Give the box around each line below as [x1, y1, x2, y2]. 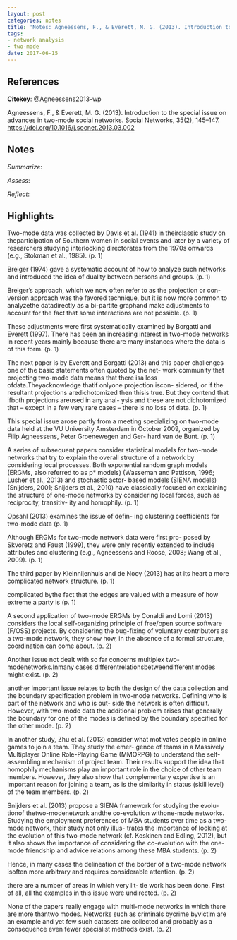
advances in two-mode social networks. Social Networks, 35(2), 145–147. [7, 116, 220, 124]
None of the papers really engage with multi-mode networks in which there [7, 903, 226, 911]
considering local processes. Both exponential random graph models [7, 461, 208, 469]
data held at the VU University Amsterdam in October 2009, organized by [7, 425, 221, 433]
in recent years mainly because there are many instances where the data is [7, 337, 226, 346]
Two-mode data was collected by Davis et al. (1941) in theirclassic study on [7, 229, 226, 237]
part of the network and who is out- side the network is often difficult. [7, 699, 210, 708]
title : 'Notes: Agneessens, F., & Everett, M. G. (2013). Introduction [7, 23, 222, 30]
